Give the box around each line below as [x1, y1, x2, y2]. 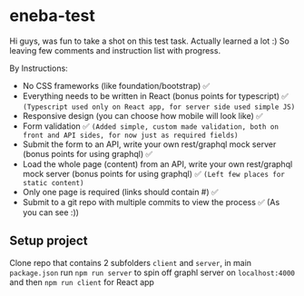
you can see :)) [22, 206, 80, 218]
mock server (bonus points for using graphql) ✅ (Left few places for [22, 168, 286, 179]
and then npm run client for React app [9, 276, 154, 287]
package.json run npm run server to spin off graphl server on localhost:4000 [9, 267, 296, 278]
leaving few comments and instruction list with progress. [9, 44, 221, 55]
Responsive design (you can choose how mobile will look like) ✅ [22, 110, 263, 121]
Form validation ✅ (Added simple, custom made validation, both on [22, 120, 279, 132]
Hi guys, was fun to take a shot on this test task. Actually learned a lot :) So [9, 35, 290, 46]
